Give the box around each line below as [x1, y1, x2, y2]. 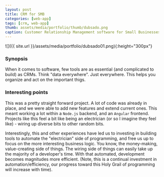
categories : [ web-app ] [5, 16, 51, 21]
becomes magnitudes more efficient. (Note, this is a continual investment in [5, 156, 157, 162]
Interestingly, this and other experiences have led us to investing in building [5, 130, 157, 136]
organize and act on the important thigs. [5, 77, 86, 83]
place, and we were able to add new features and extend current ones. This [5, 105, 157, 111]
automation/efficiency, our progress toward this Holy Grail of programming [5, 161, 155, 167]
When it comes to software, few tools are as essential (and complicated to [5, 66, 154, 72]
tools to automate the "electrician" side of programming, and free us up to [5, 135, 154, 141]
